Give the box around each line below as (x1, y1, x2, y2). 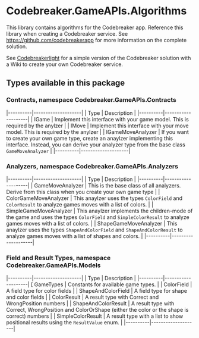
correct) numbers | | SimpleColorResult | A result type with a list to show (6, 312, 184, 320)
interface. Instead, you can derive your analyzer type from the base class (6, 141, 185, 148)
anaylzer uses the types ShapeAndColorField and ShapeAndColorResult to (6, 226, 183, 233)
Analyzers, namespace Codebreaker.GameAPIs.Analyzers (6, 162, 178, 170)
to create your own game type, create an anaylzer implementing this (6, 134, 173, 142)
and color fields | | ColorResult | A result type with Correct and (6, 293, 159, 301)
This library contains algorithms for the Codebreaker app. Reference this (6, 24, 184, 31)
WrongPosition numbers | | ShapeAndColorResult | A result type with (6, 300, 175, 307)
